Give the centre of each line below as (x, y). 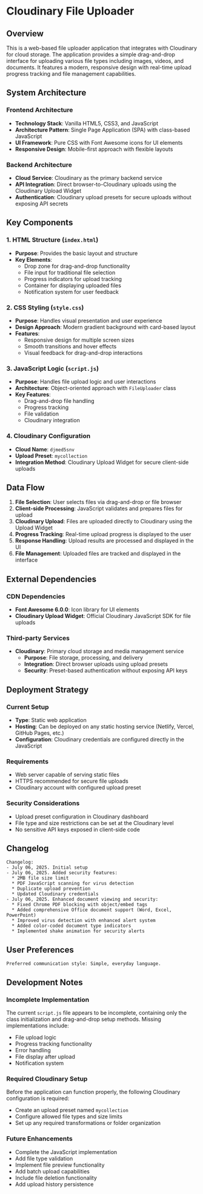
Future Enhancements (39, 1139)
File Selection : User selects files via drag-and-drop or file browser (98, 502)
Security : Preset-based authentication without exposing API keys (106, 671)
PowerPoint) (21, 915)
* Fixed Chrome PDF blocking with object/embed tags (80, 905)
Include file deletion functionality (56, 1178)
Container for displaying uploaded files (72, 285)
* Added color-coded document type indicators (72, 926)
